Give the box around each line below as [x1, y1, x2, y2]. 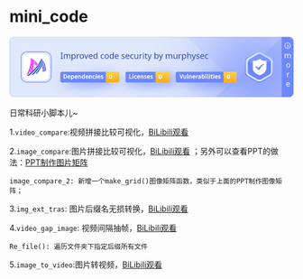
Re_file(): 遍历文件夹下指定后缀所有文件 [9, 242, 149, 252]
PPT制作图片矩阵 [25, 157, 88, 168]
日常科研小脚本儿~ [9, 107, 78, 118]
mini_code [9, 6, 88, 27]
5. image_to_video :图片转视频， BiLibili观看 [9, 259, 162, 270]
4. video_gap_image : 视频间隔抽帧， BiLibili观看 [9, 223, 178, 234]
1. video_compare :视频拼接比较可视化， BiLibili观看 [9, 126, 189, 137]
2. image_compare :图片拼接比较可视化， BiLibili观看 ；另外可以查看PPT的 [9, 146, 271, 157]
